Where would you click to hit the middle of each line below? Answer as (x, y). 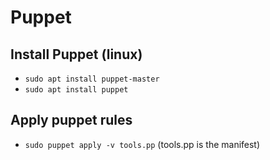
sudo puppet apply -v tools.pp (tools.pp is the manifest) (142, 144)
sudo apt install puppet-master (92, 79)
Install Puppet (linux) (76, 54)
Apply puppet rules (71, 120)
